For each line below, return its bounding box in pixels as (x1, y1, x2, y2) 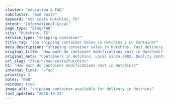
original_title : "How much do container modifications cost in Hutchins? (5, 49, 163, 54)
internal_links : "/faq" (5, 68, 55, 73)
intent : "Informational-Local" (5, 21, 71, 26)
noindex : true (5, 81, 35, 86)
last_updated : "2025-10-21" (5, 91, 64, 96)
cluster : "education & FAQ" (5, 7, 64, 12)
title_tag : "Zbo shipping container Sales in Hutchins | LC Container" (5, 40, 158, 45)
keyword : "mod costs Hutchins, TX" (5, 16, 80, 21)
